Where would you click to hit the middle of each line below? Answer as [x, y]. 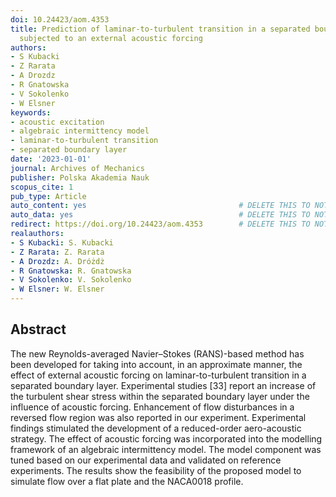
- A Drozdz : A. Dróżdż [57, 261]
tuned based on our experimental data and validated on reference [146, 460]
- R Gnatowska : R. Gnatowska [71, 271]
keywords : [31, 112]
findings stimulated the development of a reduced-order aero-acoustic [156, 428]
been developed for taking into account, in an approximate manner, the [156, 364]
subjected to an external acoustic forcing [111, 38]
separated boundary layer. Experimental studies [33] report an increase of [163, 385]
